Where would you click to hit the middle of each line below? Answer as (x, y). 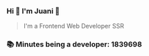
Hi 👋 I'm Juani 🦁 (33, 11)
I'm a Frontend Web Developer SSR (73, 26)
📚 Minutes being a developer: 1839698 (74, 44)
